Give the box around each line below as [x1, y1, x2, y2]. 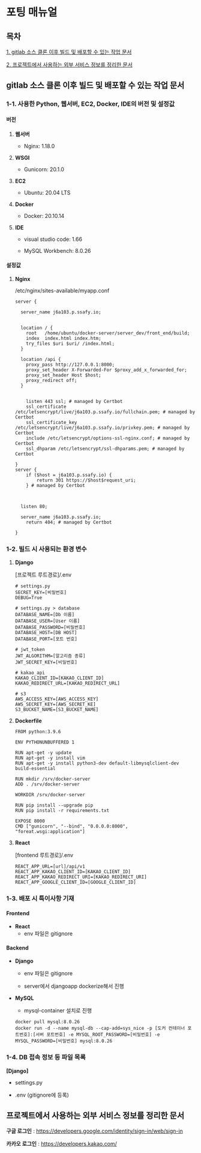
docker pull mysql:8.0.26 [14, 1019, 80, 1025]
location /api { [20, 356, 61, 362]
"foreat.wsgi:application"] [14, 829, 85, 835]
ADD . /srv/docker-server [14, 781, 80, 787]
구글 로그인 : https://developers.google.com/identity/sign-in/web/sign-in [6, 1127, 183, 1135]
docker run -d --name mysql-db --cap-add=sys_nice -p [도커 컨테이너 [14, 1025, 185, 1032]
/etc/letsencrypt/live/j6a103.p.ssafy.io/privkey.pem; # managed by [14, 425, 190, 431]
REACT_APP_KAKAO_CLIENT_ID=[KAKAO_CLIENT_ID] [14, 869, 131, 875]
